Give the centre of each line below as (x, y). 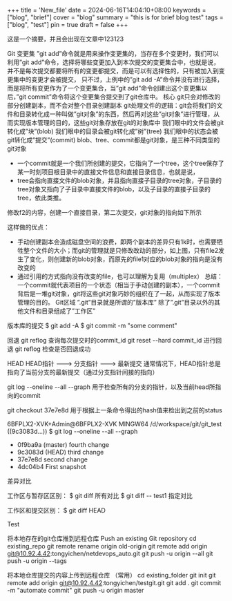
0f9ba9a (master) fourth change (63, 445)
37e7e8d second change (52, 459)
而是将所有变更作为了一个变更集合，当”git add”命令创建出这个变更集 (104, 88)
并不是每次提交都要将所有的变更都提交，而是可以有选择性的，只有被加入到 (113, 71)
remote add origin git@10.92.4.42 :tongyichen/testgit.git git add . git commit (114, 583)
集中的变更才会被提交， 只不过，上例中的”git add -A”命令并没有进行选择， (118, 79)
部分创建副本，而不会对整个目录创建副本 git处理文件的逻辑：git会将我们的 (112, 105)
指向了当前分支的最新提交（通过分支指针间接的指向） (83, 372)
